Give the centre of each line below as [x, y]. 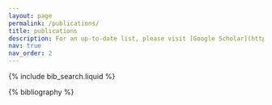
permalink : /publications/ [54, 23]
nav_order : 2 [30, 53]
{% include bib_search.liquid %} [62, 76]
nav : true [25, 46]
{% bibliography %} [41, 92]
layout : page [30, 16]
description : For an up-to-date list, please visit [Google [112, 38]
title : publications [43, 31]
